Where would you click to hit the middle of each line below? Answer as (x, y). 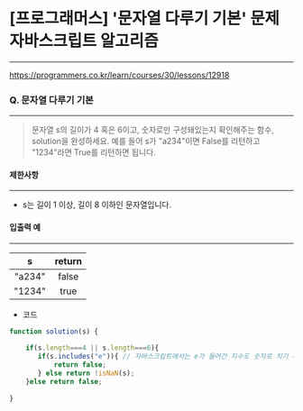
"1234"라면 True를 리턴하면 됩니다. (93, 152)
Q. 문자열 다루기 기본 (51, 100)
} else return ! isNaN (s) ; (86, 374)
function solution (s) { (54, 331)
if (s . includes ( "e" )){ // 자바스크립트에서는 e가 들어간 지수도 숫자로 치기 (163, 357)
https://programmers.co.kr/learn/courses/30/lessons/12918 (119, 75)
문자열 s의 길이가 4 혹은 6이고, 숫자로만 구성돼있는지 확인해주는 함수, (153, 130)
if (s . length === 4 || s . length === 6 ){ (92, 348)
